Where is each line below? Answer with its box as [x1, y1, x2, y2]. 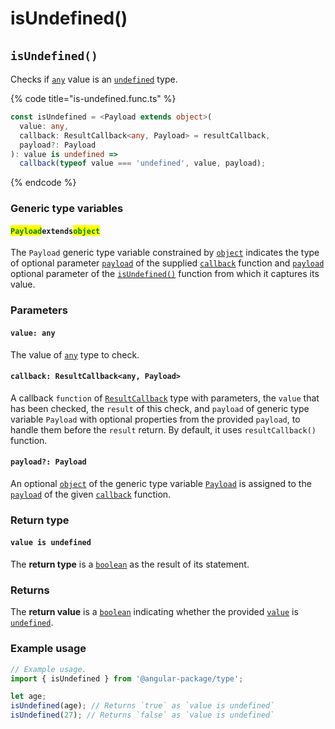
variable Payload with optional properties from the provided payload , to [10, 413, 301, 425]
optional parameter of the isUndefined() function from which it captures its [10, 268, 320, 280]
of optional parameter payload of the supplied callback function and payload [10, 257, 325, 269]
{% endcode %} [10, 177, 77, 189]
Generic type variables [10, 202, 124, 216]
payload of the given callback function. [10, 488, 172, 500]
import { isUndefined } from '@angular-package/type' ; [10, 673, 244, 684]
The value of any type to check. [10, 348, 140, 361]
